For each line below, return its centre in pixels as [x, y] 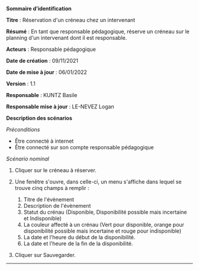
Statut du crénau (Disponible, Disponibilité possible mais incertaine [105, 212]
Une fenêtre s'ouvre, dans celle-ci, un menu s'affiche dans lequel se [98, 182]
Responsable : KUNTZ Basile [42, 95]
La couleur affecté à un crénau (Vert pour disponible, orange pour [104, 225]
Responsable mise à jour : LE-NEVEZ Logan [60, 107]
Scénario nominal [28, 159]
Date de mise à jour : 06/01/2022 [47, 72]
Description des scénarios [39, 118]
